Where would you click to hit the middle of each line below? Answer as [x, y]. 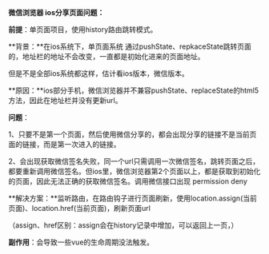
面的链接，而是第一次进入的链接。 [64, 144]
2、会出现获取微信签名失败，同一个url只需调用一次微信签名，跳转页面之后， [134, 161]
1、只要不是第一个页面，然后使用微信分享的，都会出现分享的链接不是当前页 [132, 134]
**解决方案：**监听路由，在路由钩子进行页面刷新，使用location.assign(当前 [133, 198]
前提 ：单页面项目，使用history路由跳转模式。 [83, 30]
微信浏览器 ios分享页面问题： [56, 12]
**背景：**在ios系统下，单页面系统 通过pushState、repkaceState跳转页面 [130, 46]
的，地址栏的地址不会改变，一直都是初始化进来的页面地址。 [106, 56]
